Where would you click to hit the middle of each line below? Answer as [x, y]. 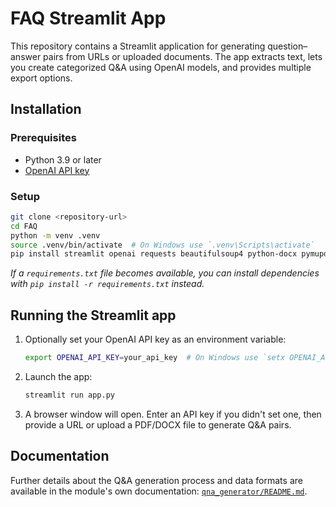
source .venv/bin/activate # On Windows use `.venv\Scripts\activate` [162, 245]
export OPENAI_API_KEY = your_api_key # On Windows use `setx [155, 358]
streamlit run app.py [69, 395]
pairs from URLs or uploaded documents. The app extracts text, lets [183, 56]
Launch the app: [58, 376]
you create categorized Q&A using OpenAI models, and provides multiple [161, 67]
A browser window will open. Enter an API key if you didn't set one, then [173, 414]
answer [26, 56]
